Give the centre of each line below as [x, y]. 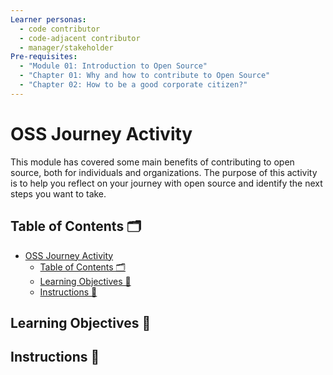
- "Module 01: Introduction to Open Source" [113, 66]
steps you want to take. [58, 193]
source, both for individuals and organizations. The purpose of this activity [164, 172]
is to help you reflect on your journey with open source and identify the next [166, 183]
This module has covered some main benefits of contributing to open [152, 162]
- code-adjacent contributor [80, 38]
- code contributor [60, 29]
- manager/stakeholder [66, 47]
